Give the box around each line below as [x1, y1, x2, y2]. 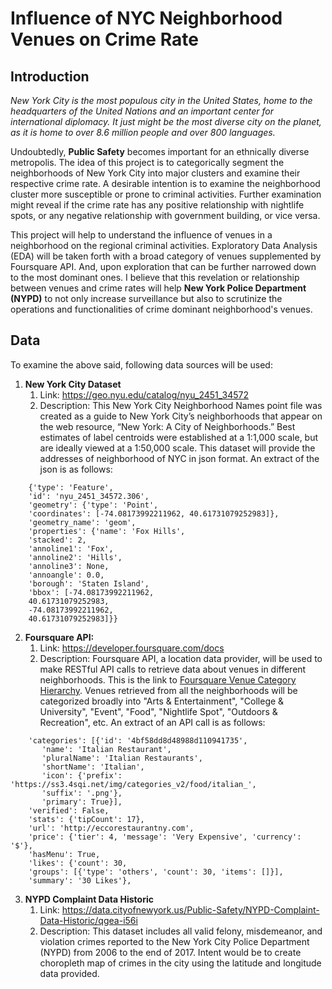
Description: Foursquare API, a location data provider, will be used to [39, 652, 323, 664]
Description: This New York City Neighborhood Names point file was [39, 399, 323, 411]
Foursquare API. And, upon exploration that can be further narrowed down [10, 261, 317, 272]
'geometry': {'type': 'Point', [28, 500, 159, 510]
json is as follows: [39, 463, 113, 475]
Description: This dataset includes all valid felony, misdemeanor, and [39, 925, 323, 937]
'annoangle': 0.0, [28, 570, 105, 580]
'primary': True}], [41, 797, 123, 807]
